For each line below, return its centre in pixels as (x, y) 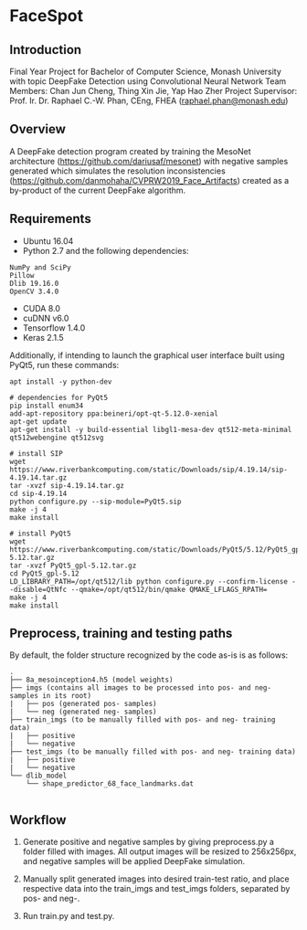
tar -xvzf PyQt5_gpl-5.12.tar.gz (73, 565)
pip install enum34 (47, 406)
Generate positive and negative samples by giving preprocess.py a (148, 842)
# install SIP (37, 453)
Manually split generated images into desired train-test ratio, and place (156, 879)
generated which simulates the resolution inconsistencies (117, 171)
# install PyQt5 (40, 534)
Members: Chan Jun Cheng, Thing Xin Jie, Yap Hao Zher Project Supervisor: (153, 91)
